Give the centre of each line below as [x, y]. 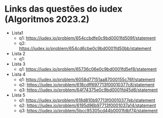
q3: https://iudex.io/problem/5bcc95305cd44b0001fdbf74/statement [88, 110]
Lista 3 [18, 64]
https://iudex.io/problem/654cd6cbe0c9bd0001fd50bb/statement [85, 48]
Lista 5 [18, 95]
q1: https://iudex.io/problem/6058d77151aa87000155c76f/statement [87, 79]
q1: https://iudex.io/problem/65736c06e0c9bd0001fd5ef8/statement [88, 69]
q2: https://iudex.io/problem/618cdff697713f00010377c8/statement [87, 84]
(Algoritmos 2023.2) [47, 19]
